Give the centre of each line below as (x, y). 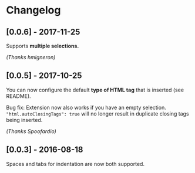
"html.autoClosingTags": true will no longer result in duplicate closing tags (97, 113)
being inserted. (24, 120)
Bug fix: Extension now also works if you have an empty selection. (86, 107)
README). (19, 96)
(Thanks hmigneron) (31, 57)
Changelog (33, 10)
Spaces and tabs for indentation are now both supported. (75, 164)
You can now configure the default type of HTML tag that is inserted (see (95, 90)
